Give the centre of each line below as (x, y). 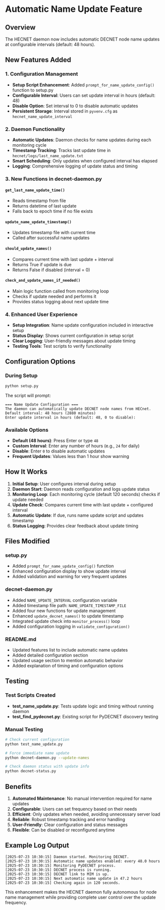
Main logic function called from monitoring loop (61, 291)
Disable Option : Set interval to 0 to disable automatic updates (75, 106)
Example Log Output (37, 846)
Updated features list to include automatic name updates (70, 650)
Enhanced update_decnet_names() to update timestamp (68, 616)
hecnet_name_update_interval (42, 117)
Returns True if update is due (42, 264)
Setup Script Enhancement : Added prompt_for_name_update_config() (83, 84)
